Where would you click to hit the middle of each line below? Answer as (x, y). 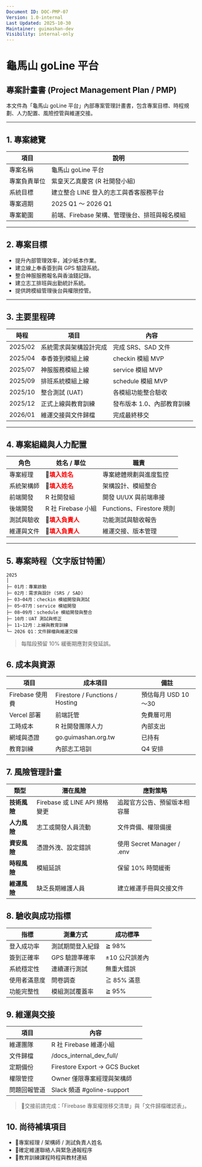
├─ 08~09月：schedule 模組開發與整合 (49, 612)
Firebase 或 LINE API (66, 802)
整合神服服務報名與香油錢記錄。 (54, 275)
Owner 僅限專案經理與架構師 (92, 1078)
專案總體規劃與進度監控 (136, 475)
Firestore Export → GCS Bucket (96, 1067)
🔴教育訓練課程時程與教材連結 (51, 1157)
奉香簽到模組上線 (65, 358)
